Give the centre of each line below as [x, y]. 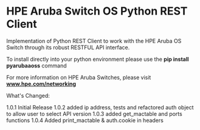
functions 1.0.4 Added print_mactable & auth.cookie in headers [85, 120]
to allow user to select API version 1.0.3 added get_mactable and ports [94, 114]
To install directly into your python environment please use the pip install [98, 59]
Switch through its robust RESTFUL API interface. [68, 47]
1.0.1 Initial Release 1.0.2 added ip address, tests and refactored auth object [100, 107]
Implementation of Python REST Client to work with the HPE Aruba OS [94, 41]
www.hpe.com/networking [41, 84]
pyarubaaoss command [36, 66]
